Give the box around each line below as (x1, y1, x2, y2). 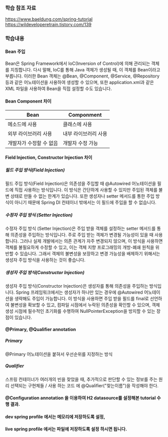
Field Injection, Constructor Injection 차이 (5, 154, 93, 160)
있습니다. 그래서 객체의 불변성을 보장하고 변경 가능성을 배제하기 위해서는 (20, 250, 160, 257)
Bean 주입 (5, 48, 26, 54)
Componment (68, 111, 102, 118)
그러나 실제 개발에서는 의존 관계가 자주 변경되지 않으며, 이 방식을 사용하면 (20, 238, 163, 244)
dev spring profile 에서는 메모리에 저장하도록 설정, (5, 413, 105, 419)
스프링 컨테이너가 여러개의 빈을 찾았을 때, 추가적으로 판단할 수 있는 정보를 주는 (5, 376, 158, 382)
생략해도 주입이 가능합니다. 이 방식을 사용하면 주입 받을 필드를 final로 (14, 296, 149, 302)
